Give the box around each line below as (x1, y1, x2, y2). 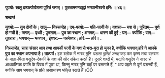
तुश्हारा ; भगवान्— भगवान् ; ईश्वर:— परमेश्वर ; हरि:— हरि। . (5, 35, 102, 41)
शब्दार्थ (5, 15, 15, 20)
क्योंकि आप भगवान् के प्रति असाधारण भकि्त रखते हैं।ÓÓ (5, 67, 93, 73)
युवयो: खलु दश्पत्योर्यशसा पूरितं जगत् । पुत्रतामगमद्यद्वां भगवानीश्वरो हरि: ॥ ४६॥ (5, 5, 126, 10)
